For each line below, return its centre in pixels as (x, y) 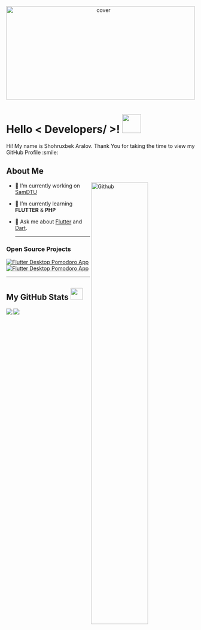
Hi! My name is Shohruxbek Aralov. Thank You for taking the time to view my (100, 146)
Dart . (21, 228)
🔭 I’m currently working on (47, 186)
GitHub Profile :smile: (32, 152)
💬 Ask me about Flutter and (48, 222)
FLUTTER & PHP (35, 210)
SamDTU (26, 192)
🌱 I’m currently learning (44, 204)
